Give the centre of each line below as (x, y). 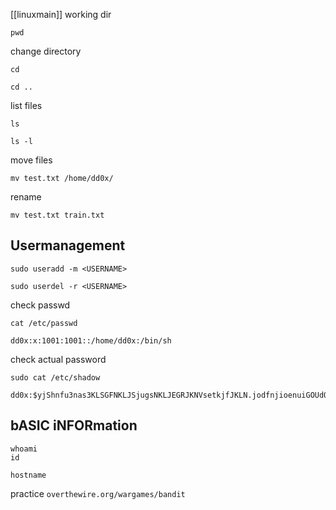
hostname (28, 475)
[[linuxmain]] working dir (61, 14)
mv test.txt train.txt (57, 215)
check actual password (58, 359)
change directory (46, 51)
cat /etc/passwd (44, 323)
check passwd (40, 305)
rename (26, 197)
